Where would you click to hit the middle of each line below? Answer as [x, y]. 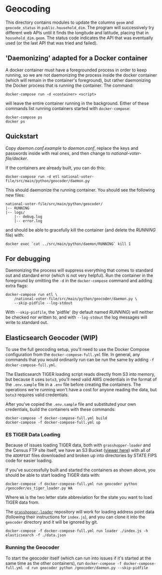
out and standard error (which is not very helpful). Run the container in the [79, 275]
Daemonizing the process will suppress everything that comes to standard [79, 271]
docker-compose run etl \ [31, 295]
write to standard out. [27, 322]
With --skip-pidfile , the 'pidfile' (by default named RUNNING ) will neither [80, 312]
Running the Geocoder [33, 547]
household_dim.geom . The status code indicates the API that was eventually [79, 38]
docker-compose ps [24, 117]
